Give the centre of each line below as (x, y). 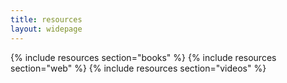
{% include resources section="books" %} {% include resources (143, 57)
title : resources (46, 19)
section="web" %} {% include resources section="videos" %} (138, 68)
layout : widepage (46, 29)
